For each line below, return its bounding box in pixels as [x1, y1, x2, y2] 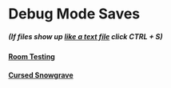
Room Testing [8, 52, 56, 62]
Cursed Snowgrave [8, 70, 74, 80]
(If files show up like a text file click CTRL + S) [8, 31, 163, 41]
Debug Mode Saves [8, 5, 141, 23]
